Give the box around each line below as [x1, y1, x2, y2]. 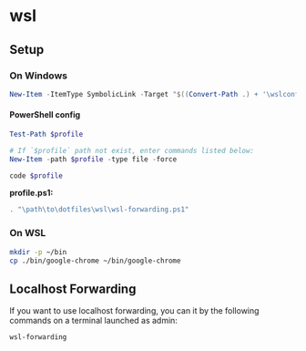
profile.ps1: [9, 188, 54, 199]
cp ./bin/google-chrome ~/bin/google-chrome [9, 256, 181, 265]
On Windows [9, 69, 68, 82]
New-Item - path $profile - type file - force [9, 154, 178, 164]
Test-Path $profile [9, 129, 84, 139]
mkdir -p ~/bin [9, 247, 67, 256]
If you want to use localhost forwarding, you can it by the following [9, 305, 260, 316]
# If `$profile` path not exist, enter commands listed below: [9, 146, 255, 155]
